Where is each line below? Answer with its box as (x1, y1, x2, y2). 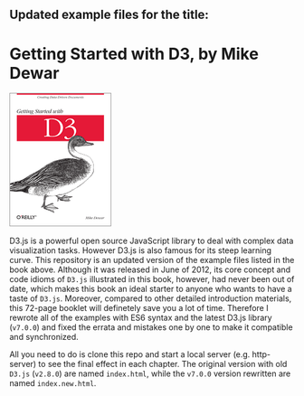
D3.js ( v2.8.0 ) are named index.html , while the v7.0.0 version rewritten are (9, 368, 291, 379)
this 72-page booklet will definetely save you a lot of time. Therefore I (9, 303, 269, 314)
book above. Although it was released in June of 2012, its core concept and (9, 264, 291, 275)
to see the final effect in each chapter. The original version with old (38, 359, 288, 370)
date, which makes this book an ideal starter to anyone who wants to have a (9, 284, 292, 295)
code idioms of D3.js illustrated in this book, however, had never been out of (9, 274, 295, 285)
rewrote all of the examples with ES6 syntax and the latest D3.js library (9, 312, 273, 324)
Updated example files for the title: (9, 7, 210, 23)
